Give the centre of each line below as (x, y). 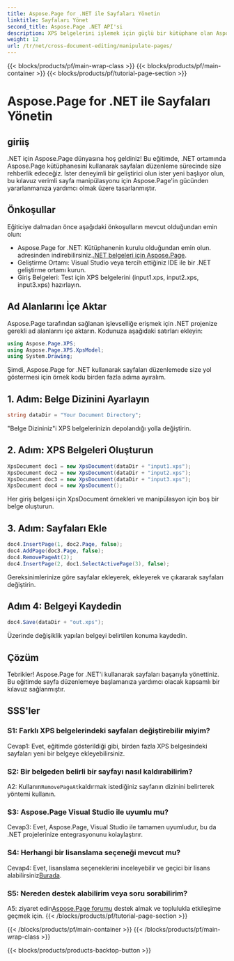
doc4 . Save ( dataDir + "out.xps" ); (56, 623)
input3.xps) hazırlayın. (49, 284)
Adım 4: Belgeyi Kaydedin (64, 606)
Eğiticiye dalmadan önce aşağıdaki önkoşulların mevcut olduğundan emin (112, 226)
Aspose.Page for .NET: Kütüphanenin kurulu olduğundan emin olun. (114, 247)
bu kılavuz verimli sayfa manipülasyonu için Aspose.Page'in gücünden (108, 181)
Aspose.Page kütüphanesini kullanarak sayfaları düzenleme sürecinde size (114, 166)
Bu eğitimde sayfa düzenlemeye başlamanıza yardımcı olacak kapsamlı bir (114, 682)
